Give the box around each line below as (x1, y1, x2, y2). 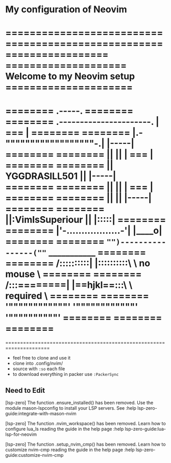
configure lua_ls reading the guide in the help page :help (5, 426, 124, 432)
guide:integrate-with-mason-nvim (5, 411, 77, 417)
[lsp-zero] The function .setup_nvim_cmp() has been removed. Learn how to (5, 441, 166, 448)
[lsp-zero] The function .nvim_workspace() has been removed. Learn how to (5, 420, 166, 427)
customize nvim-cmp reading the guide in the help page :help (5, 447, 135, 453)
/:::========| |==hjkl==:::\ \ (5, 279, 133, 290)
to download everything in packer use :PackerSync (12, 371, 119, 377)
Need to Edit (5, 386, 45, 395)
